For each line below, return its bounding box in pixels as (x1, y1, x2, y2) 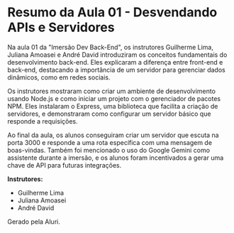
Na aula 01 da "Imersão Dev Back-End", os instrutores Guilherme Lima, (7, 43, 214, 51)
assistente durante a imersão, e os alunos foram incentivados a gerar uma (7, 153, 224, 162)
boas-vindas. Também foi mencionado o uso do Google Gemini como (7, 146, 211, 154)
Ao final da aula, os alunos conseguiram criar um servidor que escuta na (7, 131, 219, 139)
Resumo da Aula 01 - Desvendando (7, 4, 218, 21)
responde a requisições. (7, 116, 78, 125)
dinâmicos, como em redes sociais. (7, 72, 111, 82)
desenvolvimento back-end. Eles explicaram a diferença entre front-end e (7, 58, 223, 66)
